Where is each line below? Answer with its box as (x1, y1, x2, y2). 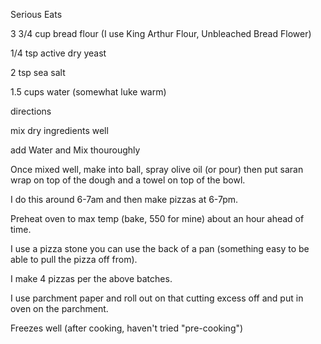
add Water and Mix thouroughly (10, 144, 141, 156)
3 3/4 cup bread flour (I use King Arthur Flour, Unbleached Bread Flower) (10, 28, 312, 39)
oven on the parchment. (10, 303, 109, 314)
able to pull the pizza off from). (10, 254, 138, 265)
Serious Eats (10, 9, 63, 20)
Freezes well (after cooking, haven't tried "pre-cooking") (10, 322, 244, 334)
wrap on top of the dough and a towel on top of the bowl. (10, 174, 246, 186)
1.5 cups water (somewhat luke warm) (10, 86, 167, 98)
